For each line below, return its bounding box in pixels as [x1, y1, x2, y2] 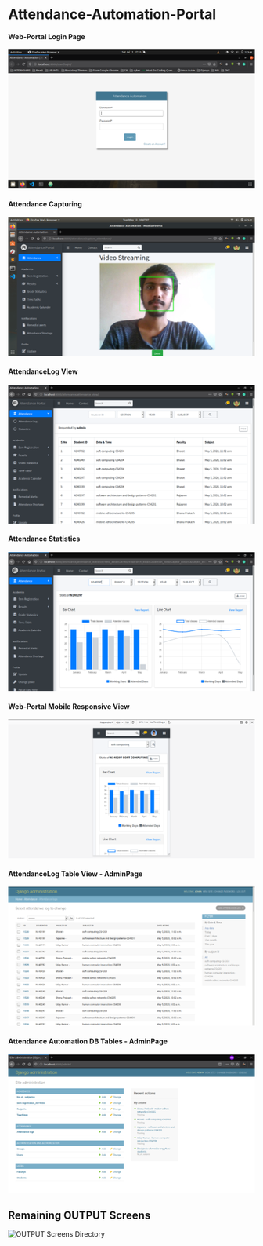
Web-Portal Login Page [8, 31, 85, 41]
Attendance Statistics [8, 534, 81, 543]
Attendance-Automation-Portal [8, 5, 217, 24]
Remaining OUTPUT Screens [8, 1209, 151, 1222]
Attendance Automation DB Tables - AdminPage [8, 1036, 168, 1046]
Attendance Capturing [8, 199, 82, 209]
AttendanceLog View [8, 367, 78, 376]
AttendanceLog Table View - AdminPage [8, 869, 143, 879]
